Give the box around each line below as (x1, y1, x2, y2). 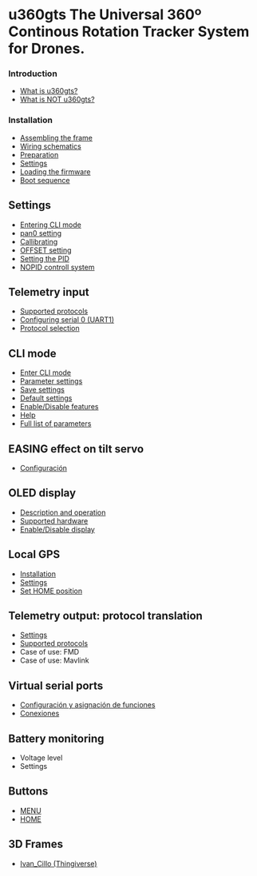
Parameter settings (19, 376, 83, 386)
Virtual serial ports (8, 679, 104, 692)
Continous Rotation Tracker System (8, 22, 250, 41)
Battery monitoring (8, 731, 105, 745)
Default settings (19, 393, 73, 403)
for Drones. (8, 40, 85, 58)
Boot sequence (19, 175, 70, 185)
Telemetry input (8, 285, 89, 299)
